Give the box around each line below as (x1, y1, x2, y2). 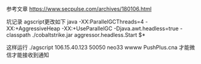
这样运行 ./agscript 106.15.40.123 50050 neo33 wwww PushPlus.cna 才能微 (6, 44, 195, 51)
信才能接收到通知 (6, 51, 49, 59)
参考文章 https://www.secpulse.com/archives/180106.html (6, 5, 152, 12)
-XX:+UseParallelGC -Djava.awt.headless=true (61, 25, 179, 32)
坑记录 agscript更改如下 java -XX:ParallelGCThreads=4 (6, 18, 144, 25)
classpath (6, 31, 31, 38)
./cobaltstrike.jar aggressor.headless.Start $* (32, 31, 146, 38)
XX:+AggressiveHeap (6, 25, 61, 32)
